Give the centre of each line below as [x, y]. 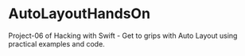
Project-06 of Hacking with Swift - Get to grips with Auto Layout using [123, 35]
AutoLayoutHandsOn [80, 14]
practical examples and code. [56, 43]
